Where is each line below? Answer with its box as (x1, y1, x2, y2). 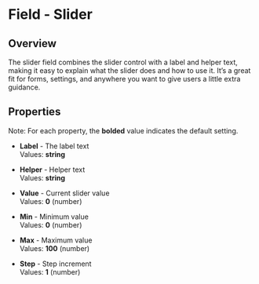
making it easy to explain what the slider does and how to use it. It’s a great (8, 66, 251, 75)
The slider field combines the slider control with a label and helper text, (8, 57, 238, 67)
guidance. (8, 82, 41, 92)
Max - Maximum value (19, 235, 93, 245)
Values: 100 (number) (19, 243, 90, 253)
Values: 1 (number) (19, 267, 81, 276)
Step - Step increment (19, 259, 92, 268)
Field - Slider (8, 5, 93, 24)
